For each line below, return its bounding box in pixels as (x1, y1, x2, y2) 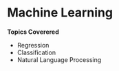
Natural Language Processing (17, 55, 102, 63)
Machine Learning (7, 5, 113, 21)
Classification (17, 48, 56, 57)
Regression (17, 41, 50, 49)
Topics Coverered (7, 28, 60, 36)
